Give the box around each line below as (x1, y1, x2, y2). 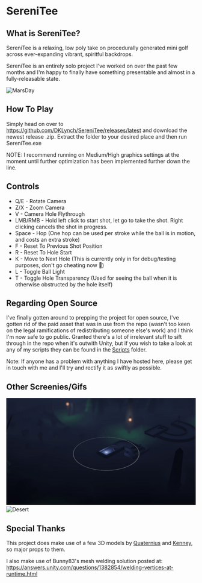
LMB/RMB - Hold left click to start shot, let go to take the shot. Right (14, 216, 183, 224)
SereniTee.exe (6, 139, 42, 147)
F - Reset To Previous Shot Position (14, 242, 103, 250)
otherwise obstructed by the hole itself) (14, 280, 113, 288)
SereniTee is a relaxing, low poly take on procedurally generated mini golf (6, 44, 188, 51)
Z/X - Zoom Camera (14, 204, 65, 211)
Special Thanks (6, 523, 66, 534)
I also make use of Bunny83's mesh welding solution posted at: (6, 557, 163, 564)
